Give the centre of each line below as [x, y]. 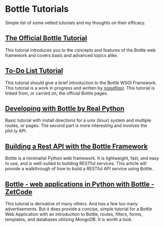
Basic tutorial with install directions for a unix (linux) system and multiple [78, 120]
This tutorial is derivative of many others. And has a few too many [71, 204]
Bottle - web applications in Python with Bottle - [80, 184]
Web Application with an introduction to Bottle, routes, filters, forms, [74, 214]
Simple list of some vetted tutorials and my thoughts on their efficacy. [75, 23]
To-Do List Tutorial [34, 71]
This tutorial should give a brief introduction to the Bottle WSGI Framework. [81, 83]
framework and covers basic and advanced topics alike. [62, 55]
